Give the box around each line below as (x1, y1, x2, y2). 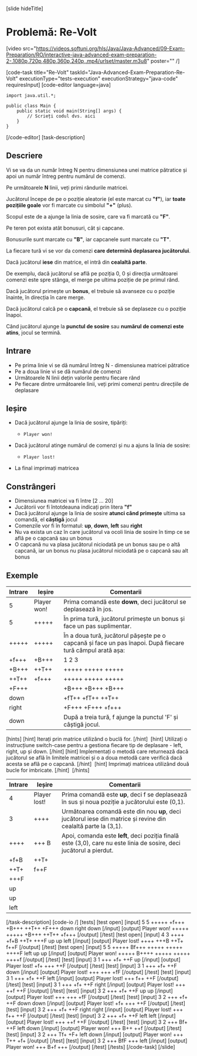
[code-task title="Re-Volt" (6, 69, 69, 76)
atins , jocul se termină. (6, 329, 62, 336)
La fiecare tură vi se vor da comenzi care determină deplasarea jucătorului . (6, 247, 191, 254)
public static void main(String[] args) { (16, 108, 122, 114)
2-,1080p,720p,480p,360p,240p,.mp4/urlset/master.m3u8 (6, 57, 148, 64)
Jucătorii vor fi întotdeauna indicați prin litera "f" (14, 503, 133, 510)
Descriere (6, 151, 43, 161)
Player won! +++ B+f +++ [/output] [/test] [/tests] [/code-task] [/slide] (6, 1044, 175, 1050)
